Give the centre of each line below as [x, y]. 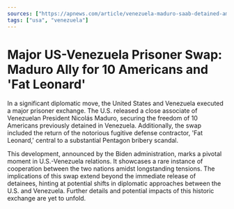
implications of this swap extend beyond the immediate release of [102, 176]
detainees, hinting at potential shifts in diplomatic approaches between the [114, 184]
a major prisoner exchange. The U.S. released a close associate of [102, 111]
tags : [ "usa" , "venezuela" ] [48, 20]
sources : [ [23, 14]
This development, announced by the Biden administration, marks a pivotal [115, 154]
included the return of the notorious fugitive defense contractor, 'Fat [105, 133]
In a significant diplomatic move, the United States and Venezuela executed [116, 103]
